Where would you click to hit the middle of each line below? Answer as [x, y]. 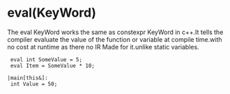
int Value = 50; [34, 84]
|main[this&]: [28, 78]
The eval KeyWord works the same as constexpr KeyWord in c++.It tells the [115, 32]
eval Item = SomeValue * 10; [53, 65]
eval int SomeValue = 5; [46, 60]
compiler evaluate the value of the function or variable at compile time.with [115, 39]
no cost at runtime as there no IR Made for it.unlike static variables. [103, 47]
